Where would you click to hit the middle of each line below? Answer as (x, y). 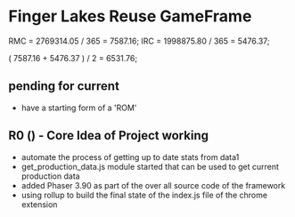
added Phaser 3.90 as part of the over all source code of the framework (153, 185)
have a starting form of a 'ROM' (79, 108)
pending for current (64, 86)
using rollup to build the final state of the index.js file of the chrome (144, 195)
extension (39, 204)
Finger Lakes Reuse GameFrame (130, 16)
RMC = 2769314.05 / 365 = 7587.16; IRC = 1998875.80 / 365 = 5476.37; (139, 41)
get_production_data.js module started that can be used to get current (150, 166)
